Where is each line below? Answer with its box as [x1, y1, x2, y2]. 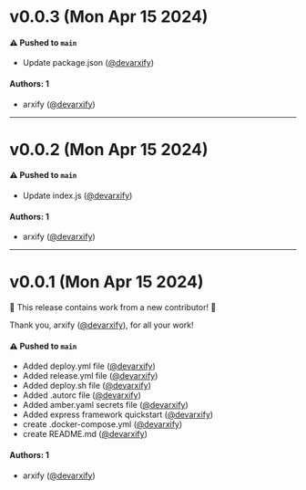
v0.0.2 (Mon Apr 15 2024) [9, 139, 209, 160]
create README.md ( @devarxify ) [22, 429, 148, 440]
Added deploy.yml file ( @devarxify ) [22, 360, 157, 371]
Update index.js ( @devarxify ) [22, 190, 133, 201]
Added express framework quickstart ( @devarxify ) [22, 409, 214, 421]
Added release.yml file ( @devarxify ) [22, 370, 158, 381]
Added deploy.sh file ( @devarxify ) [22, 381, 152, 391]
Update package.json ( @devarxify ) [22, 57, 155, 68]
